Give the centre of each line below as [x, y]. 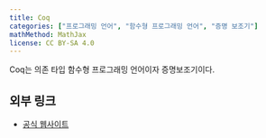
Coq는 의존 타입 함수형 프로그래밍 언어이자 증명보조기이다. [112, 69]
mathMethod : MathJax [48, 34]
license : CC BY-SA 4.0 [52, 43]
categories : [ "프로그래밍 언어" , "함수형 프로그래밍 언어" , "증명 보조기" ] [134, 26]
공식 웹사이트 [46, 124]
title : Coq [30, 18]
